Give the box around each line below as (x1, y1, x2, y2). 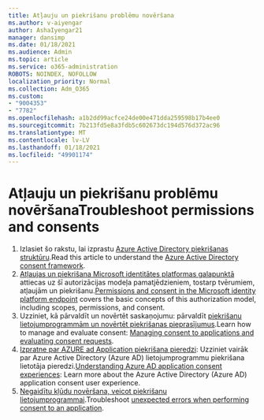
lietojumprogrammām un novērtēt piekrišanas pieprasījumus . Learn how (19, 320, 251, 329)
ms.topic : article (8, 56, 69, 64)
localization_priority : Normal (8, 77, 111, 85)
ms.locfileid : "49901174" (8, 151, 93, 158)
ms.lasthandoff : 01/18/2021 (8, 143, 101, 151)
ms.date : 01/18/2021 (8, 41, 76, 49)
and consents (8, 218, 100, 236)
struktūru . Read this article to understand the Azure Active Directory (19, 253, 239, 262)
